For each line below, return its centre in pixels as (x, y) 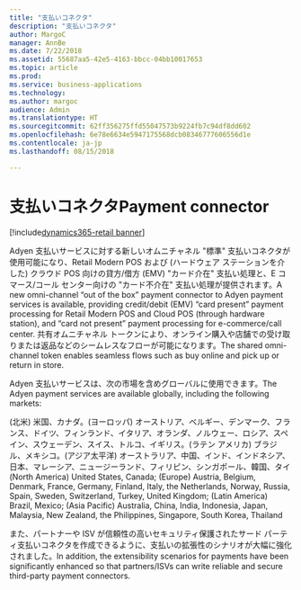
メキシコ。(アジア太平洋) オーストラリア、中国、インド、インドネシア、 (157, 455)
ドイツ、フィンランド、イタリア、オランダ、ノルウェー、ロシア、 (153, 433)
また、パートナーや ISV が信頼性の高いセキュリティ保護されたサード (136, 533)
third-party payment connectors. (70, 576)
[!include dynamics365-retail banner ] (77, 232)
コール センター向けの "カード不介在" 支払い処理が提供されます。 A (159, 284)
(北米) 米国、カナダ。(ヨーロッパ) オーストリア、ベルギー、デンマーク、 (142, 421)
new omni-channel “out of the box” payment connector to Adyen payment (146, 294)
